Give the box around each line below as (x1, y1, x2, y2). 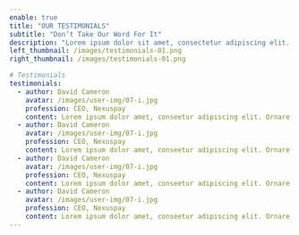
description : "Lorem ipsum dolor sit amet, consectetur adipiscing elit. (9, 38, 291, 47)
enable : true (9, 13, 58, 22)
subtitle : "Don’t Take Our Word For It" (9, 29, 163, 38)
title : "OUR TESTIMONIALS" (9, 21, 110, 30)
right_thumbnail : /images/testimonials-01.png (9, 55, 186, 63)
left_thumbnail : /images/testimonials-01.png (9, 46, 182, 55)
